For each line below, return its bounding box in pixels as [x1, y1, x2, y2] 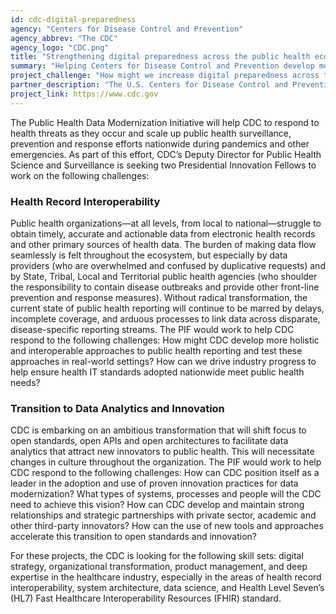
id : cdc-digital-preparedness [10, 14, 137, 25]
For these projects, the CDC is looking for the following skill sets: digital [10, 550, 304, 562]
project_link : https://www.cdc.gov [10, 89, 159, 99]
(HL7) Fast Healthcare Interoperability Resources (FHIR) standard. [10, 592, 282, 605]
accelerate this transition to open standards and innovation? [10, 531, 257, 543]
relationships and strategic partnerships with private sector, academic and [10, 509, 317, 521]
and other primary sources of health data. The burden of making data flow [10, 238, 317, 250]
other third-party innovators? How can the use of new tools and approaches [10, 520, 324, 532]
